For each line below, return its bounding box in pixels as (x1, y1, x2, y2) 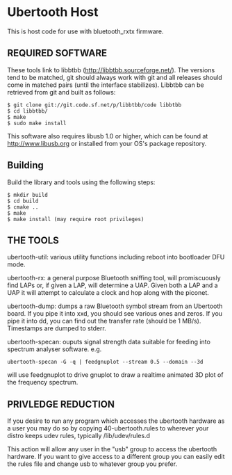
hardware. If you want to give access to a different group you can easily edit (7, 453, 225, 461)
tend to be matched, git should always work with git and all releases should (7, 73, 222, 81)
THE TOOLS (7, 234, 59, 246)
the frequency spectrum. (7, 378, 78, 387)
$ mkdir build (7, 191, 49, 198)
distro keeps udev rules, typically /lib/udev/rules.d (7, 432, 151, 440)
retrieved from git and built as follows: (7, 88, 116, 96)
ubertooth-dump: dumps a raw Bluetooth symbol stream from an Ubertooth (7, 302, 223, 310)
